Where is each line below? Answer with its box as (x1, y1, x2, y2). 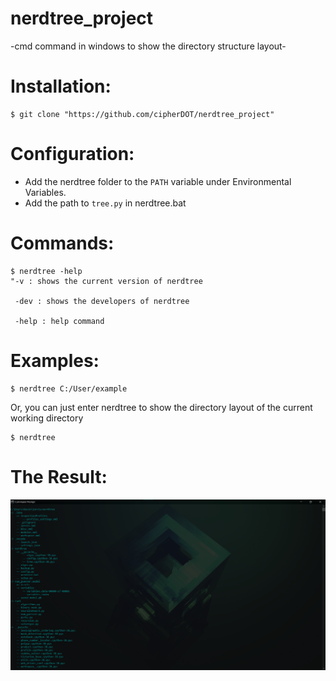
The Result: (10, 465, 108, 488)
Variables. (24, 186, 67, 198)
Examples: (10, 349, 100, 372)
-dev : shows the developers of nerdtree (14, 296, 190, 306)
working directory (10, 412, 84, 424)
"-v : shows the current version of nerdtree (10, 276, 203, 286)
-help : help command (14, 316, 105, 326)
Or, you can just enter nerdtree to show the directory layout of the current (10, 401, 313, 413)
